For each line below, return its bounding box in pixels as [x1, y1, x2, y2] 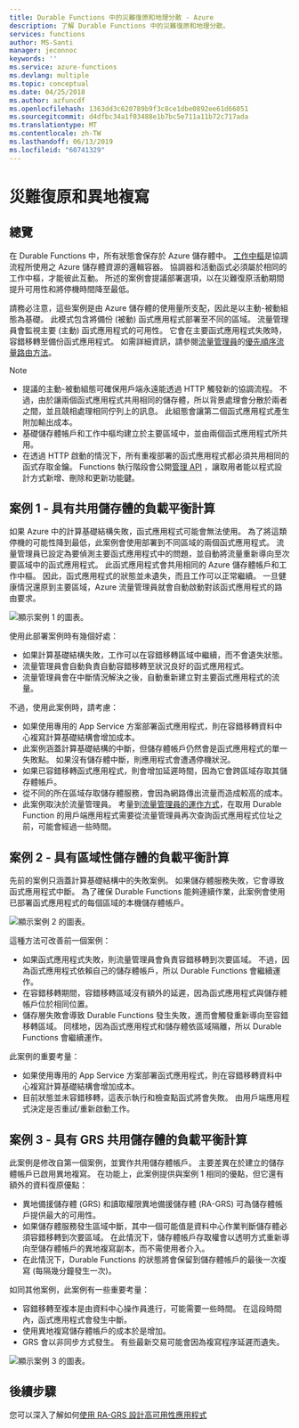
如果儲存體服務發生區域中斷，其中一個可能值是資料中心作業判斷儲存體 [21, 1221, 280, 1232]
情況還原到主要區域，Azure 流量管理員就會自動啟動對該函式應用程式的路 [16, 582, 283, 592]
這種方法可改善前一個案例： [9, 935, 111, 946]
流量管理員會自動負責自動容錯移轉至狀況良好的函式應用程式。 [21, 661, 249, 672]
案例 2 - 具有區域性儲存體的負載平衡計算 [9, 850, 230, 865]
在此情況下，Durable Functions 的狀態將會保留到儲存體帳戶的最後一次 [21, 1254, 279, 1265]
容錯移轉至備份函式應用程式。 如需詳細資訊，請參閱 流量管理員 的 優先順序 [9, 336, 277, 347]
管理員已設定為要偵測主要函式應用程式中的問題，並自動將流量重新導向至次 [16, 549, 290, 559]
